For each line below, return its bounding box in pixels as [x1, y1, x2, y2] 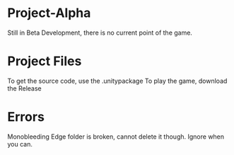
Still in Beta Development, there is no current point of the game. [7, 28, 193, 37]
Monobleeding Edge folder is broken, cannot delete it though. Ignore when [7, 132, 225, 141]
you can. [7, 139, 33, 148]
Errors [7, 109, 45, 125]
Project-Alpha [7, 5, 91, 21]
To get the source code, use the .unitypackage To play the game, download [7, 76, 228, 85]
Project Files [7, 53, 82, 69]
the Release [7, 84, 42, 93]
